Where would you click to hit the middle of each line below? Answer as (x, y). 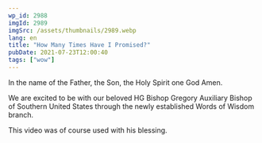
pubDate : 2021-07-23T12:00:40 (58, 52)
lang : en (23, 38)
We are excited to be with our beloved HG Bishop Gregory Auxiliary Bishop (130, 98)
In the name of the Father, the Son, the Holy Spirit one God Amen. (116, 82)
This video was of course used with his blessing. (88, 130)
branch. (21, 114)
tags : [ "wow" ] (32, 60)
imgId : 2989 (28, 23)
